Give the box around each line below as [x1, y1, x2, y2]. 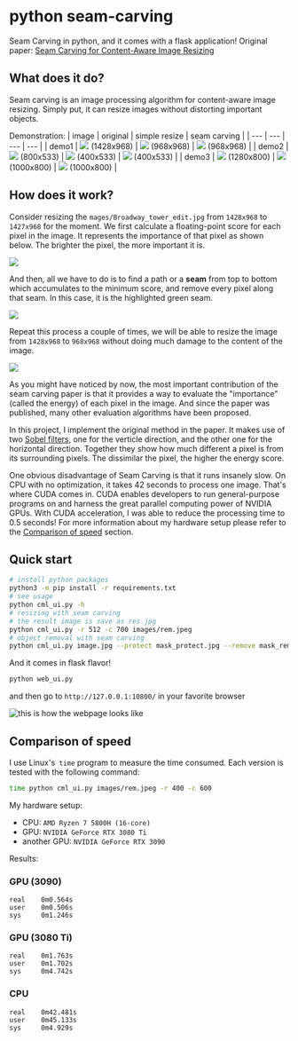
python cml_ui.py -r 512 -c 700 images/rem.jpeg [9, 625, 192, 634]
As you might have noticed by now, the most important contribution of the [9, 379, 279, 390]
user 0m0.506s [9, 903, 74, 912]
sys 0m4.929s [9, 1023, 74, 1032]
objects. [9, 113, 39, 123]
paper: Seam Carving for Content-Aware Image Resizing [9, 44, 215, 55]
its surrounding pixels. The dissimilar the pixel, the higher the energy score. [9, 453, 285, 463]
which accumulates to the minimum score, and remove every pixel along [9, 282, 274, 294]
